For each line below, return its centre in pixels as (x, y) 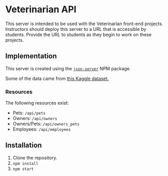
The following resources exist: (37, 103)
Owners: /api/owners (35, 119)
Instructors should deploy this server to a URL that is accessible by (76, 29)
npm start (23, 169)
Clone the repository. (35, 158)
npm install (25, 163)
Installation (24, 145)
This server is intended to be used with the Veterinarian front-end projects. (84, 24)
